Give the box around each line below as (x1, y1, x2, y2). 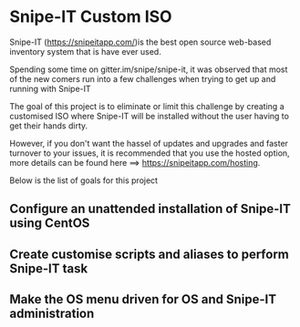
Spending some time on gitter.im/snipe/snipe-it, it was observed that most (9, 64, 288, 75)
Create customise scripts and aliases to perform (9, 246, 290, 261)
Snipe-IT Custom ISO (9, 6, 172, 27)
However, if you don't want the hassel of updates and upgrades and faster (9, 138, 289, 148)
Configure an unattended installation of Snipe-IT (9, 201, 292, 217)
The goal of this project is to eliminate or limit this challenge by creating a (9, 100, 284, 111)
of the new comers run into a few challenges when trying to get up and (9, 73, 276, 84)
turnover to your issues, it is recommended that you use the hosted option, (9, 148, 290, 158)
